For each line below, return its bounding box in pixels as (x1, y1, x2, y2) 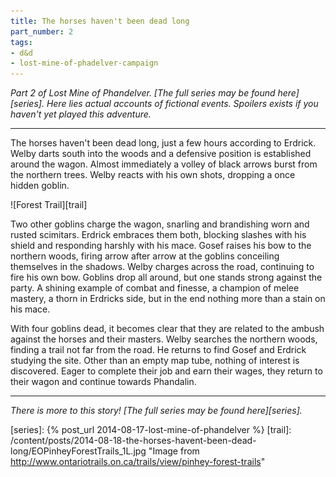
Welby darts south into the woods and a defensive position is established (10, 148, 312, 160)
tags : (10, 37, 33, 47)
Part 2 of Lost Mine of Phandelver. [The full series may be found (10, 87, 276, 99)
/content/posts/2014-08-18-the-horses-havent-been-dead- (10, 435, 257, 447)
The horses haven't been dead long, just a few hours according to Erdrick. (10, 137, 317, 149)
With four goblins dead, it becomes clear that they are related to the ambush (10, 323, 325, 335)
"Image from (148, 445, 200, 457)
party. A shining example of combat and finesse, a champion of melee (10, 282, 300, 294)
